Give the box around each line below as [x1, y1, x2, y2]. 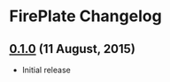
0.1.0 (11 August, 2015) [9, 41, 135, 56]
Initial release [21, 64, 71, 75]
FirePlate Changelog [9, 6, 162, 26]
